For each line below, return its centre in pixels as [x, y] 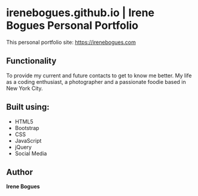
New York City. [25, 88]
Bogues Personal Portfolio [72, 25]
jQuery [23, 147]
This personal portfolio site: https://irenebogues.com [71, 42]
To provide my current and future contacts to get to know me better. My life [99, 76]
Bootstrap [27, 128]
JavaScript [28, 140]
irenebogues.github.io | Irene [80, 13]
